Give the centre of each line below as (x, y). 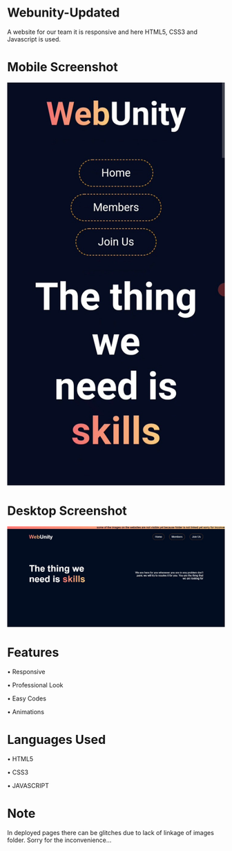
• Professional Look (35, 685)
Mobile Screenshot (63, 67)
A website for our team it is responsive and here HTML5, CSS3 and (103, 32)
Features (33, 652)
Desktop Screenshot (67, 511)
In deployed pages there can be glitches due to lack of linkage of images (110, 832)
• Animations (26, 711)
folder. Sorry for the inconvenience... (59, 840)
